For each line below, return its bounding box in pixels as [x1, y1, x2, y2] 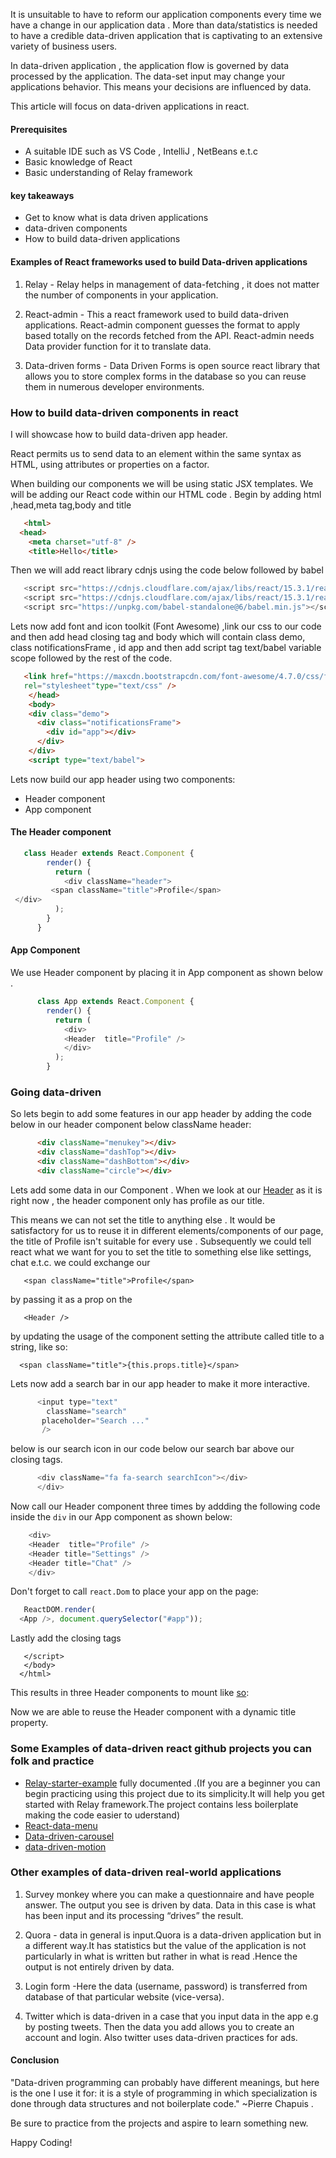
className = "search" [46, 1406, 128, 1416]
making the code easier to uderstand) [24, 1809, 181, 1821]
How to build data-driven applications [24, 233, 181, 245]
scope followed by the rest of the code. [10, 652, 173, 664]
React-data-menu [24, 1819, 98, 1831]
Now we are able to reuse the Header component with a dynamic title [10, 1706, 297, 1718]
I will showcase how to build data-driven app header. [10, 428, 228, 440]
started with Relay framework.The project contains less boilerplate [24, 1798, 299, 1810]
